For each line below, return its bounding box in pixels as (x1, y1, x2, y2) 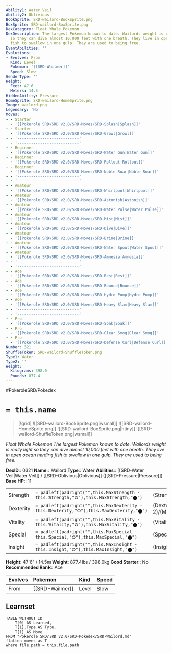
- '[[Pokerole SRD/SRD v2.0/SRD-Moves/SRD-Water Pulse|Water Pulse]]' (10, 207, 164, 212)
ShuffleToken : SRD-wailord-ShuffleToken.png (6, 349, 102, 355)
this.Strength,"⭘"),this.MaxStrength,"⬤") (35, 494, 143, 500)
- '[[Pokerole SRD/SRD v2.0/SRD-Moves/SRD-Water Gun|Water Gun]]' (10, 150, 155, 155)
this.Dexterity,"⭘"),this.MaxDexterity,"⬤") (35, 508, 148, 514)
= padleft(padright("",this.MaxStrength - (35, 489, 140, 495)
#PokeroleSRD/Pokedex (6, 387, 56, 393)
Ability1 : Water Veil (6, 7, 52, 13)
